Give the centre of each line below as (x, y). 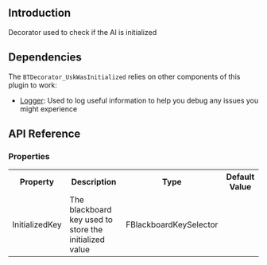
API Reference (44, 134)
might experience (48, 109)
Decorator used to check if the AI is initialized (83, 32)
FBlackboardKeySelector (172, 224)
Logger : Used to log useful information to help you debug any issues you (139, 100)
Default (240, 177)
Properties (29, 156)
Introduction (40, 13)
